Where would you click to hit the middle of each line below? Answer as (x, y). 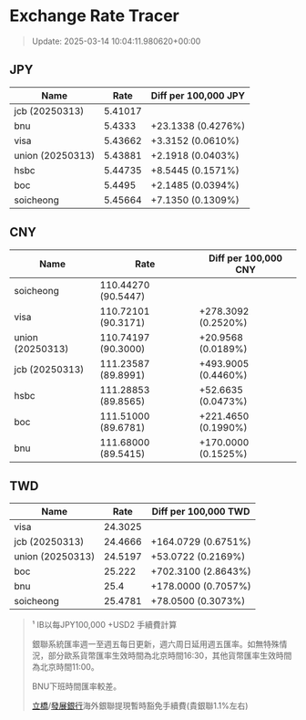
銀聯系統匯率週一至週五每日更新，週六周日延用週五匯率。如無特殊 (155, 644)
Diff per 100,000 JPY (198, 95)
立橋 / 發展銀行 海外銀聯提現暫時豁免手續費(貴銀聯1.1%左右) (140, 706)
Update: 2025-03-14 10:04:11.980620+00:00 (116, 41)
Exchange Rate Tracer (95, 16)
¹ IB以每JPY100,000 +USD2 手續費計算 (104, 625)
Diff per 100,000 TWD (201, 512)
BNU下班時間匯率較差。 (76, 686)
